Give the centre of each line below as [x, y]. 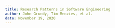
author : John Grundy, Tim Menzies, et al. [49, 14]
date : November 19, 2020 [30, 18]
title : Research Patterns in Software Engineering [58, 9]
